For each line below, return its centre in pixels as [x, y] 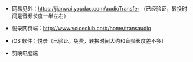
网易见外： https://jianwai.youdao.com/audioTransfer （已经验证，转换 [97, 8]
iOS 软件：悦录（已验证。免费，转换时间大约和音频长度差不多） [89, 41]
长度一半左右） [50, 16]
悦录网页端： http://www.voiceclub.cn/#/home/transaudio [81, 28]
